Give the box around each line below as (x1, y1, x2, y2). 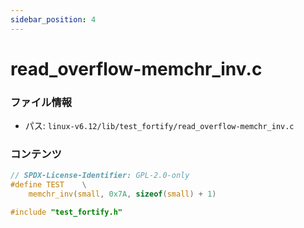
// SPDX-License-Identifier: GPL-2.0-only (10, 171, 190, 181)
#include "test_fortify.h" (10, 207, 123, 218)
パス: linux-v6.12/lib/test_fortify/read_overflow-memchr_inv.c (24, 120, 295, 132)
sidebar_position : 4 (10, 14, 97, 25)
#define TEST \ (10, 180, 87, 190)
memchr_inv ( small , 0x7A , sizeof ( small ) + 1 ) (28, 189, 217, 200)
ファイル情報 (10, 95, 73, 109)
